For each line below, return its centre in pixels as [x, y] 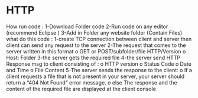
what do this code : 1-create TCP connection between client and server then [99, 39]
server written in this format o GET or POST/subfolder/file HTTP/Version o [96, 51]
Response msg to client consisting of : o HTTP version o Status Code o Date [99, 64]
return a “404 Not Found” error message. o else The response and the [92, 82]
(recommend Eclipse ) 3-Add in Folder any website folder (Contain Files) [94, 32]
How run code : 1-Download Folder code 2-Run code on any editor [87, 26]
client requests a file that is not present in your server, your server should [95, 76]
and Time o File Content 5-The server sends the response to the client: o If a [99, 70]
